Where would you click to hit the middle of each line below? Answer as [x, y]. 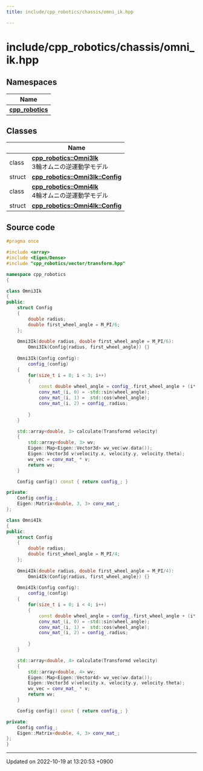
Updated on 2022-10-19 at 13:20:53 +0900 [60, 762]
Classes [22, 131]
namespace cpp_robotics [36, 274]
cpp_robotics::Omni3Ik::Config [77, 177]
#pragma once [23, 241]
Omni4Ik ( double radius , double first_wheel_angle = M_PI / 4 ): [95, 571]
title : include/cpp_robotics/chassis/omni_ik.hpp [70, 12]
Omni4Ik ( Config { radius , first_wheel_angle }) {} [89, 576]
